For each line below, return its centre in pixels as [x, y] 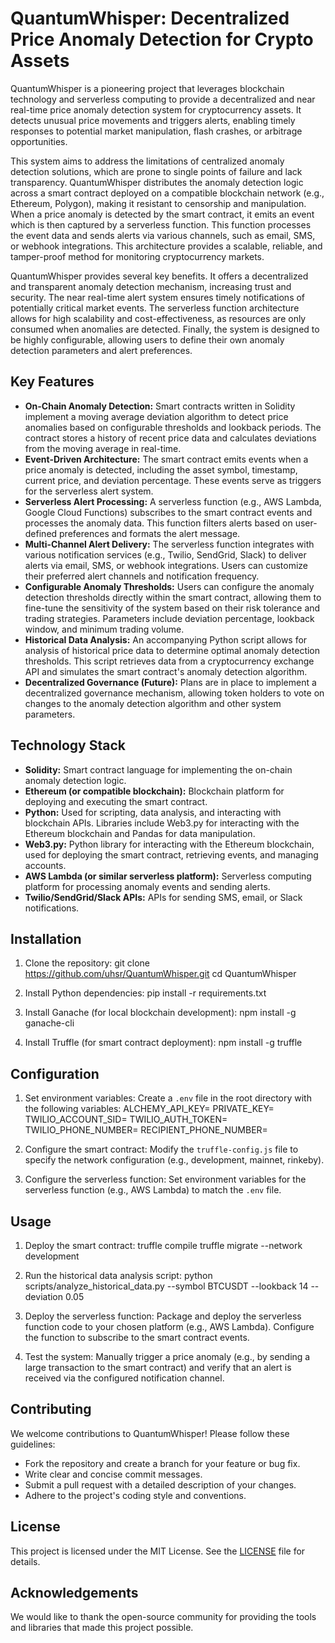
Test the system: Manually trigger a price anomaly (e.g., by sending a [167, 1356]
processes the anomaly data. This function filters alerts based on [158, 523]
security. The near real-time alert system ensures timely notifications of [158, 297]
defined [41, 533]
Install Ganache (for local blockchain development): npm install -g [160, 1013]
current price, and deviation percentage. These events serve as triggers [173, 480]
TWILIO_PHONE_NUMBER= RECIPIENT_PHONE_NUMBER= [146, 1130]
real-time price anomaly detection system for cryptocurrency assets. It [156, 109]
